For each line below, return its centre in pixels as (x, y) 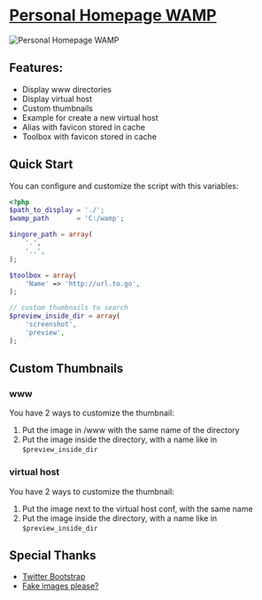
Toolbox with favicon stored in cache (89, 136)
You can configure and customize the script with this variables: (124, 186)
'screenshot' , (51, 325)
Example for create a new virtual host (90, 117)
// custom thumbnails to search (69, 308)
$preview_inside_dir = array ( (65, 316)
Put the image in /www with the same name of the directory (131, 430)
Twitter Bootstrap (54, 577)
